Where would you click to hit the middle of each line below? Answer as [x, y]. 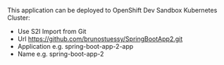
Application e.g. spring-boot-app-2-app [75, 46]
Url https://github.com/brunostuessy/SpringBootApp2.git [100, 39]
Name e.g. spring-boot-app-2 [61, 54]
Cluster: [19, 18]
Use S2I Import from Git [52, 31]
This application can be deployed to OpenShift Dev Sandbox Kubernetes [112, 10]
